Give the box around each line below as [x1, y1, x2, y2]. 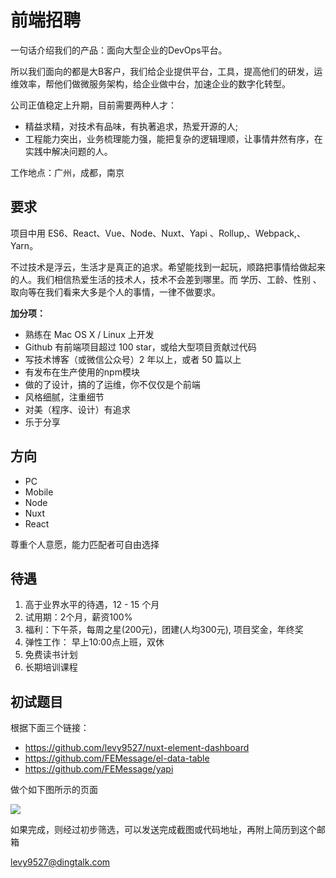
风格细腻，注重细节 [24, 391, 105, 403]
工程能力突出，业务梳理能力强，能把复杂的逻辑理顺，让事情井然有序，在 [24, 132, 323, 145]
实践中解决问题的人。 [24, 145, 113, 157]
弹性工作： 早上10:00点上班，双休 [24, 636, 165, 648]
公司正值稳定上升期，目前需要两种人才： [10, 99, 177, 111]
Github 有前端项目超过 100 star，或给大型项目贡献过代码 [24, 341, 257, 353]
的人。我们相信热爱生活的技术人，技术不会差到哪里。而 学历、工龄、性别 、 [10, 273, 322, 285]
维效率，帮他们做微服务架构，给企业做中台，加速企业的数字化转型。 [10, 77, 291, 90]
